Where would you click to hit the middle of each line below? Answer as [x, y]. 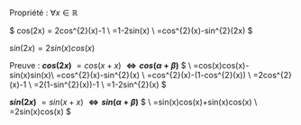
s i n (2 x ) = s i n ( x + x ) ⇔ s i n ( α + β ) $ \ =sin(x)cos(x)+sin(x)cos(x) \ [133, 102]
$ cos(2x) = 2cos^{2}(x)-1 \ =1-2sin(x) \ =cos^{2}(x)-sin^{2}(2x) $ [131, 31]
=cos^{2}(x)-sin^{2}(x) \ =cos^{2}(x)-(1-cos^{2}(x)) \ [153, 75]
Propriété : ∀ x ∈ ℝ [44, 13]
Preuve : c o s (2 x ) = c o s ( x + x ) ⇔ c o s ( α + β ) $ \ [100, 65]
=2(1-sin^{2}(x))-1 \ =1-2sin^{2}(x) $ [100, 85]
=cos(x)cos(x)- [221, 65]
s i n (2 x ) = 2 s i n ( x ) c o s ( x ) [52, 48]
